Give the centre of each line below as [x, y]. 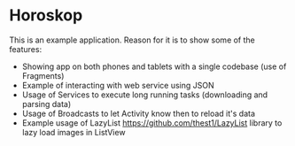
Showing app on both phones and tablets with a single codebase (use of [154, 66]
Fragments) [43, 75]
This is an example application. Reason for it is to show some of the [132, 40]
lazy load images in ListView [74, 132]
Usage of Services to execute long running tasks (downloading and [145, 95]
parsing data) [47, 104]
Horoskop [46, 15]
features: [26, 49]
